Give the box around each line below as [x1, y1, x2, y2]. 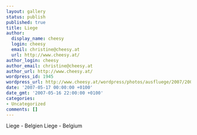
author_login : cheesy [6, 57, 59, 63]
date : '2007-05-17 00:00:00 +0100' [6, 85, 93, 91]
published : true [6, 19, 46, 25]
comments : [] [6, 106, 38, 112]
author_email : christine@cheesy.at [6, 63, 93, 69]
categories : [6, 95, 35, 101]
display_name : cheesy [11, 36, 64, 41]
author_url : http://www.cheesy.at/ [6, 68, 93, 74]
